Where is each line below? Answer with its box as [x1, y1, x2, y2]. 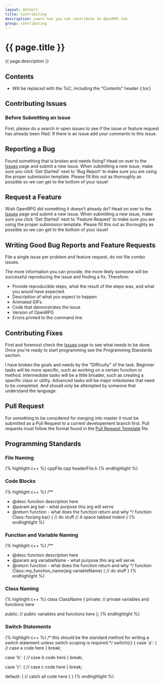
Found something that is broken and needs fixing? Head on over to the [5, 158, 147, 164]
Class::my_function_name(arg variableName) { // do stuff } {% [12, 568, 137, 574]
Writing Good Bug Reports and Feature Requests [5, 241, 156, 249]
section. [5, 352, 21, 358]
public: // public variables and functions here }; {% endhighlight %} [5, 611, 140, 617]
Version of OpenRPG [12, 309, 54, 315]
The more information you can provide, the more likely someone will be [5, 269, 148, 275]
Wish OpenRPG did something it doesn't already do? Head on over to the [5, 206, 152, 212]
